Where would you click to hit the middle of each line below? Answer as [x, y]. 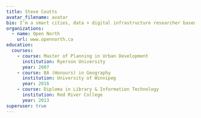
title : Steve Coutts [32, 12]
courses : [22, 51]
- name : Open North [36, 34]
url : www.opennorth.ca [45, 39]
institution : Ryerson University [64, 61]
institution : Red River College [62, 95]
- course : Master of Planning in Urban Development [83, 56]
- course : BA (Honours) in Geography [64, 73]
